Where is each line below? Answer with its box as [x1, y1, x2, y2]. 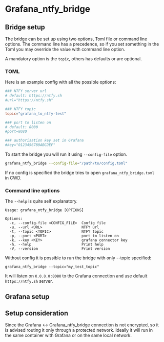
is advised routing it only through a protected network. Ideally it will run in [5, 327, 153, 333]
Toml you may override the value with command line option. [5, 47, 125, 52]
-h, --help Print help [9, 242, 104, 247]
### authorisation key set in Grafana [5, 138, 84, 143]
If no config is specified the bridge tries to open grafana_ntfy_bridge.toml [5, 170, 155, 175]
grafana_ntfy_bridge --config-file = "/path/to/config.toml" [5, 161, 128, 166]
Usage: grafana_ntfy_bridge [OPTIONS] [5, 208, 84, 213]
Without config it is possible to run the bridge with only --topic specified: [5, 255, 151, 261]
